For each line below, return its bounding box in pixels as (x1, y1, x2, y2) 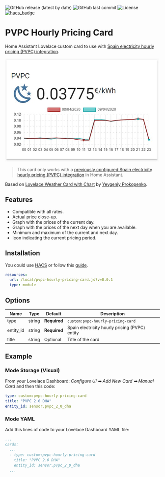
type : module (9, 283, 36, 288)
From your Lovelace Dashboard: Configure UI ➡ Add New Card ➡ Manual (5, 378, 154, 384)
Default (46, 310, 61, 317)
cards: (5, 442, 19, 447)
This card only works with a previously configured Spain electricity (17, 166, 153, 172)
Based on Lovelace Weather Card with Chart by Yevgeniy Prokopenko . (5, 181, 148, 187)
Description (100, 310, 125, 317)
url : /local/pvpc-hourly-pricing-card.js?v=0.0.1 (9, 277, 113, 282)
